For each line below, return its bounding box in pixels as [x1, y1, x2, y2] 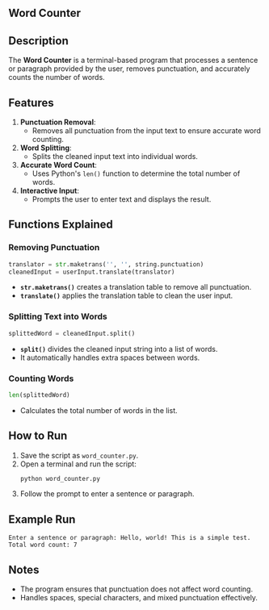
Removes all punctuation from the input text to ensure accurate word [32, 126, 261, 136]
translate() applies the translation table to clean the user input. [19, 290, 233, 301]
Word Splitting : [19, 143, 72, 152]
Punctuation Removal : [19, 117, 96, 127]
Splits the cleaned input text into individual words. [32, 152, 198, 161]
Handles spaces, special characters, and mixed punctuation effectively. [19, 593, 258, 603]
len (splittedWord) [8, 391, 70, 399]
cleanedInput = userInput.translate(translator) [8, 268, 175, 276]
